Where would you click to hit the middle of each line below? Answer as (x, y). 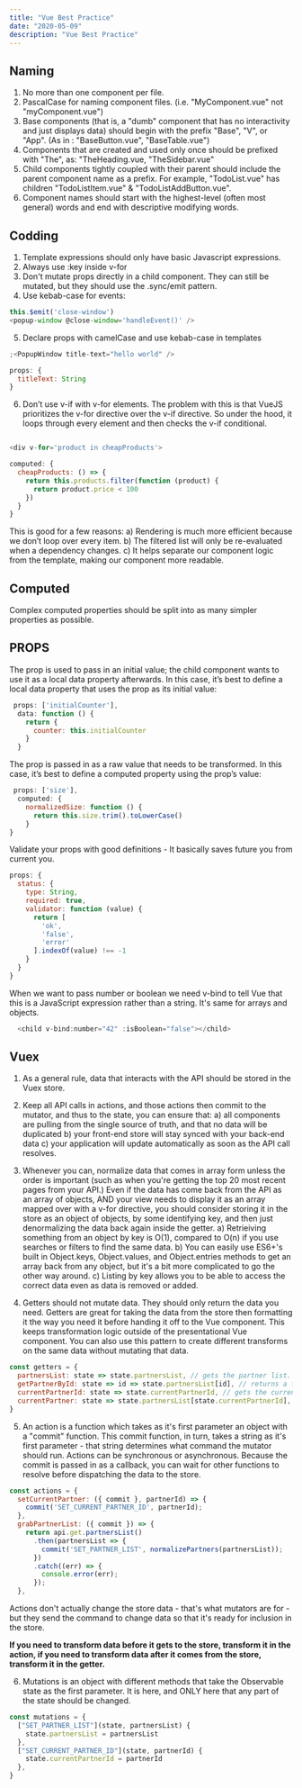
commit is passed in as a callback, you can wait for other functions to (151, 1465)
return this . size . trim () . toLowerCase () (107, 816)
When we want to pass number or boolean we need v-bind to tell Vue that (146, 993)
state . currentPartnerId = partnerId (94, 1759)
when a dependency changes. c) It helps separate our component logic (142, 551)
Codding (34, 235)
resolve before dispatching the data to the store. (111, 1474)
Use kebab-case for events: (74, 295)
